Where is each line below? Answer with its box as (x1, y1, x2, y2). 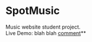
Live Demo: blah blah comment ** (5, 29, 86, 36)
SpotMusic (5, 4, 60, 17)
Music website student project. (5, 23, 81, 30)
